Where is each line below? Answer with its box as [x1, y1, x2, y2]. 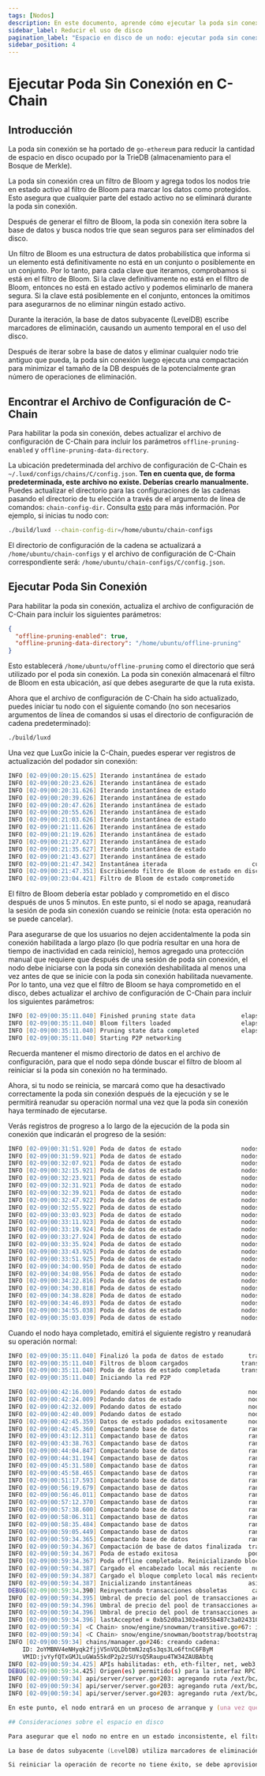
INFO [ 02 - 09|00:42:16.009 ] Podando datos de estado [8, 1389, 181, 1396]
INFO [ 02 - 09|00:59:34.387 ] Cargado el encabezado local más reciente [8, 1565, 242, 1573]
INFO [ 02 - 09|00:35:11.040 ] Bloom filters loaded [8, 1019, 171, 1027]
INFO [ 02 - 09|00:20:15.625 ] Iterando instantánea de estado [8, 772, 207, 780]
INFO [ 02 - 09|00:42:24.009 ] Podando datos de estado [8, 1396, 181, 1404]
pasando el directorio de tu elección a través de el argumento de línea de [8, 493, 246, 503]
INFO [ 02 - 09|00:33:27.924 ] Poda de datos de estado [8, 1233, 181, 1241]
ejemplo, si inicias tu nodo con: [8, 511, 109, 520]
